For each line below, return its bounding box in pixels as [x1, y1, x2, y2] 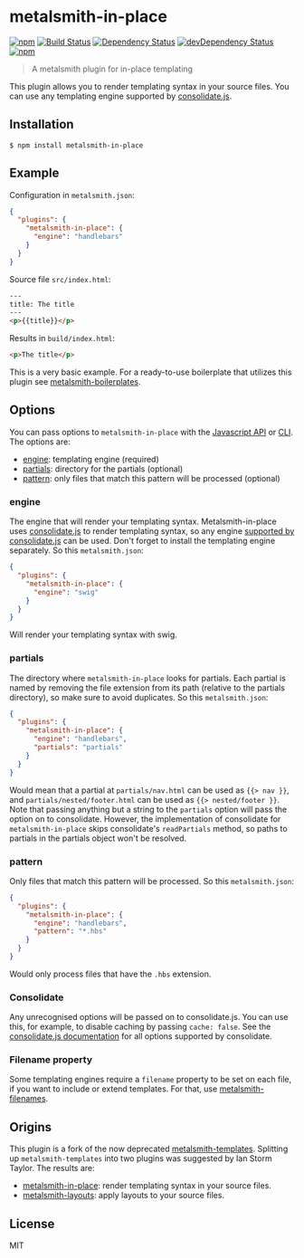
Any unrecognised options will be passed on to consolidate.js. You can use [9, 1012, 289, 1023]
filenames [9, 1093, 47, 1104]
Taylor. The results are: [9, 1163, 95, 1174]
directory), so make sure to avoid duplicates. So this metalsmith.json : [9, 691, 269, 702]
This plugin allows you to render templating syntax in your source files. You [9, 81, 290, 91]
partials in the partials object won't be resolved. [9, 833, 187, 843]
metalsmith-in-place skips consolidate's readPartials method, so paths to [9, 823, 288, 834]
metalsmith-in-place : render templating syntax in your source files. [22, 1180, 271, 1191]
